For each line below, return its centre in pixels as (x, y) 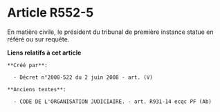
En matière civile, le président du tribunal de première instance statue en (110, 32)
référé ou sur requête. (38, 39)
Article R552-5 (51, 13)
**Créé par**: (28, 65)
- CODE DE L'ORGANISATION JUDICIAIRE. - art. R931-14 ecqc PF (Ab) (113, 102)
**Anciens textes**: (37, 89)
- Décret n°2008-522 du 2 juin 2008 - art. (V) (83, 77)
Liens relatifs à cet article (44, 53)
